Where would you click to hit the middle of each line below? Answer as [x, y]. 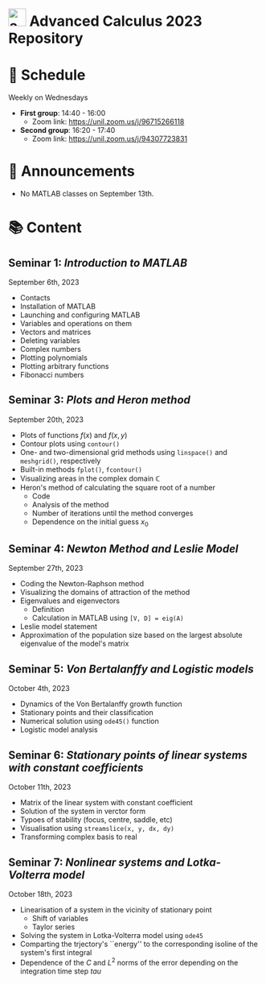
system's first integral [56, 952]
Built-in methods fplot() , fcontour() [81, 469]
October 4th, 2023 [39, 688]
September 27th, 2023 [46, 568]
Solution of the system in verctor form [83, 811]
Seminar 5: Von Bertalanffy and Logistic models [131, 669]
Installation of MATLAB [58, 307]
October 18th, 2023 [41, 894]
